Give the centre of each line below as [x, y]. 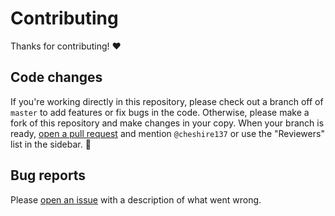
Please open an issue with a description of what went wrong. [136, 199]
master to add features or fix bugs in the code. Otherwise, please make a [160, 112]
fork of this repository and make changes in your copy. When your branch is [167, 123]
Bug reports [48, 175]
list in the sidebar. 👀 [51, 144]
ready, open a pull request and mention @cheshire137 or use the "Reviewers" [167, 133]
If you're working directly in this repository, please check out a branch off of [167, 101]
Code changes [56, 77]
